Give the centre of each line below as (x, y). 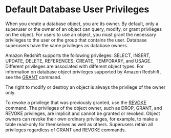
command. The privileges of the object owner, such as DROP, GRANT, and (84, 108)
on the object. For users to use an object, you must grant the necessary (81, 34)
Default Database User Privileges (77, 9)
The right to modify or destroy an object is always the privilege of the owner (85, 87)
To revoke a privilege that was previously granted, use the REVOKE (76, 102)
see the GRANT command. (33, 77)
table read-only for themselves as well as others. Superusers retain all (79, 124)
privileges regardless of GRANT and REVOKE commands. (66, 130)
